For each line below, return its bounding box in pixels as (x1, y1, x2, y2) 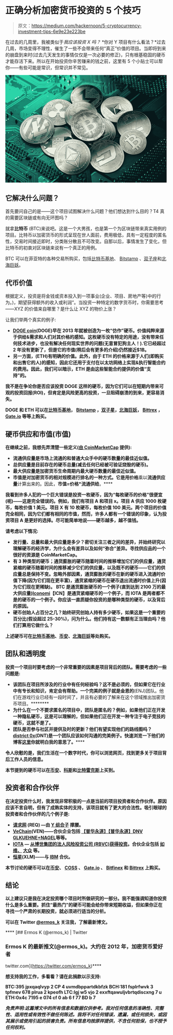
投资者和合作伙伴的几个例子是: (5, 811, 70, 817)
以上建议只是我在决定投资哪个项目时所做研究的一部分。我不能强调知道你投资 (5, 895, 167, 901)
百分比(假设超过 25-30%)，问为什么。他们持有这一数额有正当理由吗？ (12, 616, 161, 622)
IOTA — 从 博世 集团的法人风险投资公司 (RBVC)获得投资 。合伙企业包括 (12, 840, 159, 847)
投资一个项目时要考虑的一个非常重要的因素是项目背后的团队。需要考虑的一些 (5, 664, 167, 670)
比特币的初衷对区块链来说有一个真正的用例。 (5, 245, 100, 251)
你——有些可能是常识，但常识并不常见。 (5, 64, 91, 71)
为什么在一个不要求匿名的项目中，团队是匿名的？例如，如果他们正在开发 (12, 707, 165, 713)
